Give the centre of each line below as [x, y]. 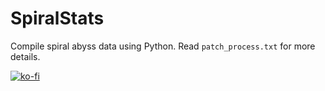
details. [25, 56]
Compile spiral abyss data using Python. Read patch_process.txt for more [163, 46]
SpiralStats [57, 18]
